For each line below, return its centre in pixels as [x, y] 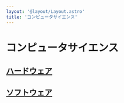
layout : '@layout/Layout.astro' [45, 11]
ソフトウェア [29, 93]
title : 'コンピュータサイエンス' [42, 17]
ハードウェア [29, 71]
